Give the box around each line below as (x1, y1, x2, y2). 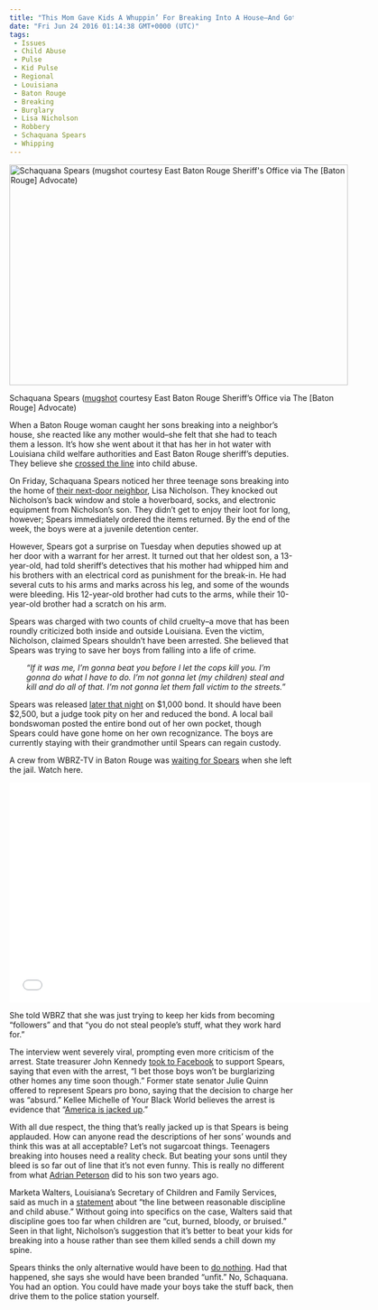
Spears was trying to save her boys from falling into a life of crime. (9, 645, 257, 655)
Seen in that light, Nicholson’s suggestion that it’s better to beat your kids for (9, 1225, 293, 1236)
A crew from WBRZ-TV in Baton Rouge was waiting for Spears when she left (9, 755, 292, 766)
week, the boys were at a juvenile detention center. (9, 523, 198, 534)
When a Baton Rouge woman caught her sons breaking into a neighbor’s (9, 419, 279, 430)
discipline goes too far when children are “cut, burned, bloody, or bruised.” (9, 1215, 287, 1226)
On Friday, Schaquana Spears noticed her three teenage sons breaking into (9, 475, 290, 486)
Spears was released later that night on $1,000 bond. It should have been (9, 699, 281, 710)
